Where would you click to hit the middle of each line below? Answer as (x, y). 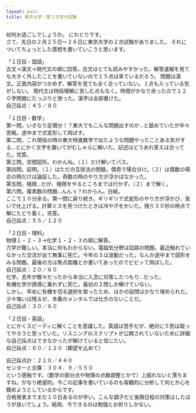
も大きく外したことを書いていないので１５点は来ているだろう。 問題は (91, 76)
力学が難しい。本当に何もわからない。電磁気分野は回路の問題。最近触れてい (98, 247)
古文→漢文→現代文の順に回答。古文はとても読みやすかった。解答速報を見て (98, 69)
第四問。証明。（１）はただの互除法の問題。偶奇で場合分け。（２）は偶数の (96, 169)
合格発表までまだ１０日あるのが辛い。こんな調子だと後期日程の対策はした (96, 397)
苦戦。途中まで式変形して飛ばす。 (47, 132)
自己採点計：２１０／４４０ (39, 360)
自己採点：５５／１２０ (34, 220)
